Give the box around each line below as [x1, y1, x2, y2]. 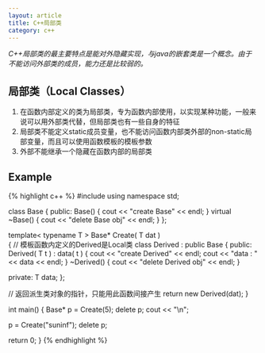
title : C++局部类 [8, 19, 62, 27]
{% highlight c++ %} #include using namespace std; [8, 191, 180, 201]
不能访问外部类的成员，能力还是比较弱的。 [8, 59, 148, 68]
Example [8, 170, 52, 183]
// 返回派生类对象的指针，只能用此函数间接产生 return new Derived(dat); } [8, 289, 248, 298]
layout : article [8, 11, 62, 20]
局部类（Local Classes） [8, 84, 131, 98]
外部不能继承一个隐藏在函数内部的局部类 [19, 147, 152, 156]
